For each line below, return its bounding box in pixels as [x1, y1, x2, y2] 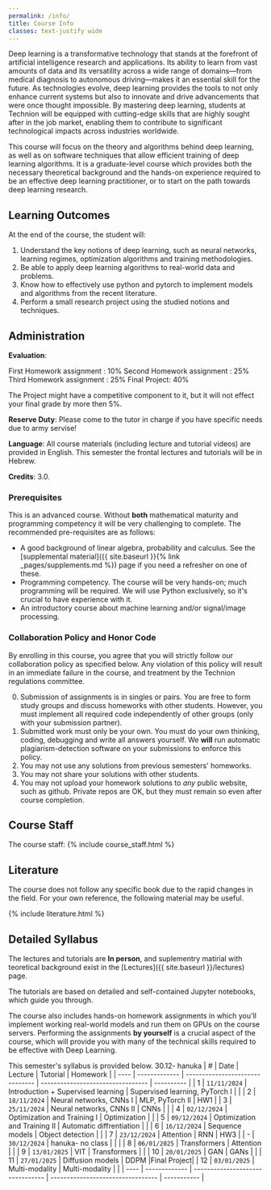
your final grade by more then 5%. [8, 399, 123, 408]
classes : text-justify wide [8, 27, 103, 35]
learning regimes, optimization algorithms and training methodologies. [19, 254, 253, 264]
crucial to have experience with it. [19, 595, 133, 605]
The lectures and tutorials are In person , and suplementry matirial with [8, 954, 243, 964]
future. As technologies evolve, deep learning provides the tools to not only [8, 83, 259, 93]
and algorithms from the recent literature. [19, 289, 157, 298]
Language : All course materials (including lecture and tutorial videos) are [8, 439, 252, 449]
